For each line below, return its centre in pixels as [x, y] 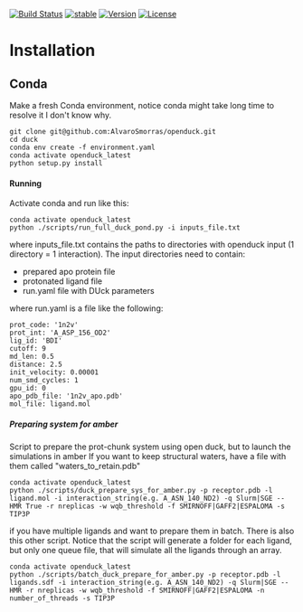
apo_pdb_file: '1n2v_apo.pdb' [66, 396]
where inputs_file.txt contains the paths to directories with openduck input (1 [152, 245]
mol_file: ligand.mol [50, 404]
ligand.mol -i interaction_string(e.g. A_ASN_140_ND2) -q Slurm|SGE [141, 499]
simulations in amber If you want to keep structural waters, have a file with [148, 457]
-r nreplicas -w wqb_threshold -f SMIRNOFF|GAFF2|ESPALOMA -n [145, 591]
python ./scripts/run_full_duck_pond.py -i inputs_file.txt [125, 228]
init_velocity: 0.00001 [54, 372]
